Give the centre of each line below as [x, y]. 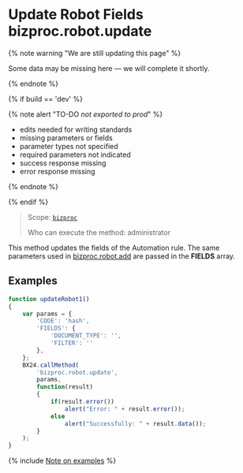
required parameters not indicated [75, 155]
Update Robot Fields [76, 15]
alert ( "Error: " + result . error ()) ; [125, 409]
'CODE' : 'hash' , [63, 321]
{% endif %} [28, 202]
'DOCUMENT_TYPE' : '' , [86, 336]
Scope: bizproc [52, 217]
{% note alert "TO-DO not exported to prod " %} [86, 114]
